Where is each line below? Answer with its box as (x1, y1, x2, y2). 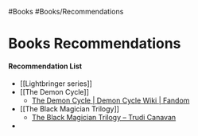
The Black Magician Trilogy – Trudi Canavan (31, 113, 177, 122)
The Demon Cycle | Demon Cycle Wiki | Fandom (31, 95, 190, 106)
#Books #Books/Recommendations (8, 7, 124, 16)
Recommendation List (8, 61, 82, 71)
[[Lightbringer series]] (19, 79, 93, 88)
